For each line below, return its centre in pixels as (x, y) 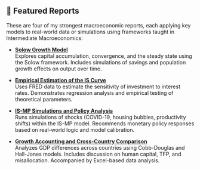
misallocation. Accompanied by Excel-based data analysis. (87, 160)
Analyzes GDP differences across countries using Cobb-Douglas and (100, 147)
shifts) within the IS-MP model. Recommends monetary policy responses (104, 123)
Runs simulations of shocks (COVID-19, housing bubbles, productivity (100, 117)
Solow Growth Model (41, 50)
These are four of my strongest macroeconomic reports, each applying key (99, 25)
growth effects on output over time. (59, 69)
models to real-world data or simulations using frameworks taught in (90, 32)
